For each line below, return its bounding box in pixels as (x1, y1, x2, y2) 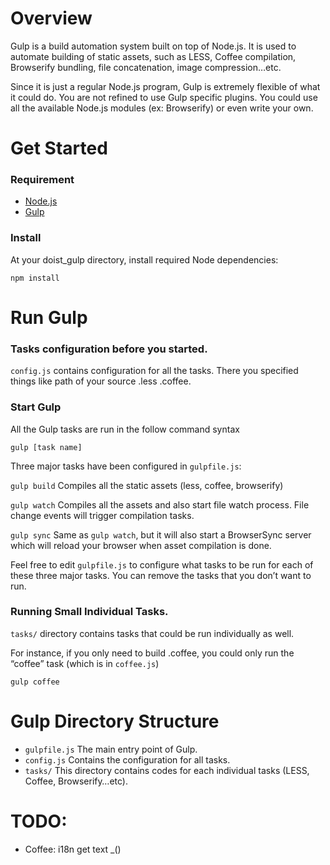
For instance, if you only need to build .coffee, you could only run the (10, 647, 295, 659)
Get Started (10, 137, 108, 160)
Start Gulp (10, 400, 62, 414)
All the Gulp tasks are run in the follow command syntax (10, 423, 240, 435)
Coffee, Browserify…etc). (24, 775, 128, 787)
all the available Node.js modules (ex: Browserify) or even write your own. (10, 102, 314, 114)
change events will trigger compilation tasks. (10, 509, 195, 521)
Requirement (10, 173, 75, 187)
